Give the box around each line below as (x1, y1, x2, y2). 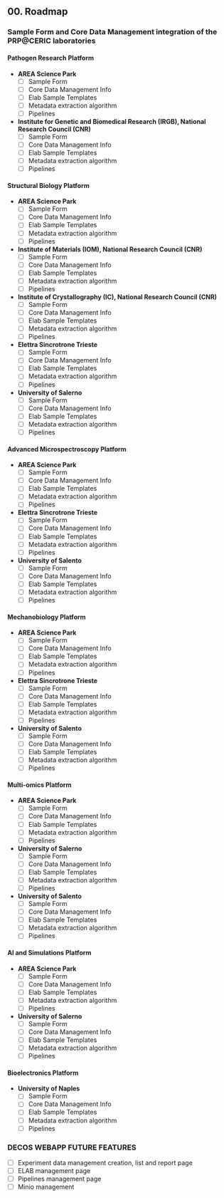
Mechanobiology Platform (7, 613, 87, 621)
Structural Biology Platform (7, 181, 90, 189)
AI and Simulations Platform (7, 948, 92, 957)
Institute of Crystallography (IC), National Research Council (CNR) (17, 292, 218, 301)
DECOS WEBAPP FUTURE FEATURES (7, 1142, 137, 1152)
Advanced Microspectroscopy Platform (7, 444, 127, 453)
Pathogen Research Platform (7, 53, 95, 62)
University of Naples (17, 1084, 80, 1093)
